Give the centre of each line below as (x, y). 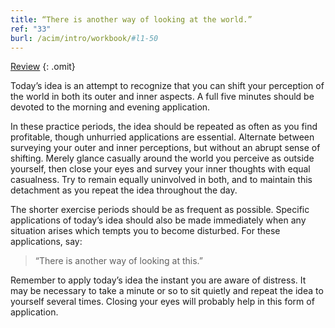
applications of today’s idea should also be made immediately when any (158, 220)
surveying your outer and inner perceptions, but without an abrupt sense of (165, 148)
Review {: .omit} (43, 67)
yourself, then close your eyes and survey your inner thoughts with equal (160, 169)
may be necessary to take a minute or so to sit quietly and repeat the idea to (167, 291)
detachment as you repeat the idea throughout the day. (124, 190)
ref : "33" (31, 29)
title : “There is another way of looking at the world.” (131, 19)
